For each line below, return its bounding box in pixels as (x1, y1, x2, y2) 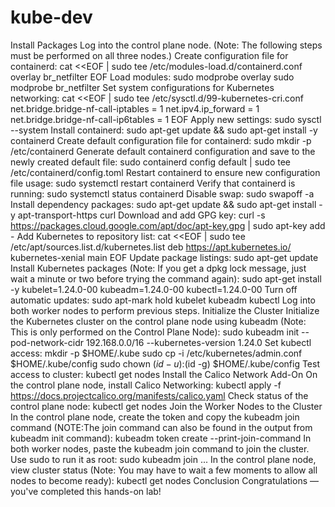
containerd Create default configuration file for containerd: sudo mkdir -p (10, 134, 312, 146)
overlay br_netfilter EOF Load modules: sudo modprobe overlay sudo (10, 71, 295, 83)
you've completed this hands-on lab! (10, 485, 162, 497)
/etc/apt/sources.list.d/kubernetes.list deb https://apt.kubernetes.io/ (10, 241, 292, 253)
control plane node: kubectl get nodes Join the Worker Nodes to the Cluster (10, 400, 323, 412)
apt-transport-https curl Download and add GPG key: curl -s (17, 209, 266, 221)
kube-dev (10, 6, 93, 29)
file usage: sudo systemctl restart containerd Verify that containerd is (10, 177, 296, 189)
